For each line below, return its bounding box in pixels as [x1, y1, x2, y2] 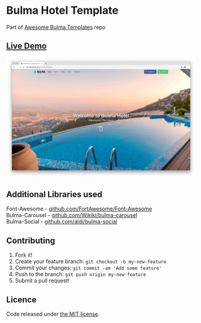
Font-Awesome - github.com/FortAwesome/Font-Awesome [6, 205, 152, 212]
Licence [6, 294, 37, 304]
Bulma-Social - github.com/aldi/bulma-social [6, 218, 117, 226]
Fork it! [14, 251, 33, 259]
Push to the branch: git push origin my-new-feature [14, 271, 146, 278]
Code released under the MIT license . [6, 310, 100, 318]
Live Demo [6, 41, 47, 51]
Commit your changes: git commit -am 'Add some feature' [14, 264, 162, 271]
